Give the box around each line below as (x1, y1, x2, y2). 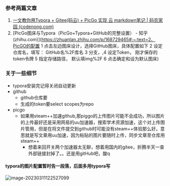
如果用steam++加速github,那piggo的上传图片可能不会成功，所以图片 (20, 113, 165, 119)
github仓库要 (20, 94, 48, 101)
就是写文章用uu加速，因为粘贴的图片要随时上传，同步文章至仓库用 (25, 132, 165, 138)
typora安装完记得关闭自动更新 (12, 82, 76, 88)
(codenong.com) (18, 24, 54, 30)
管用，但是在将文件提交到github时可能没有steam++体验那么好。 (25, 125, 161, 132)
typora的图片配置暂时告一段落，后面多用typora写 (5, 163, 111, 169)
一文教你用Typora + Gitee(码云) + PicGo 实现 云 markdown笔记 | (12, 17, 148, 24)
